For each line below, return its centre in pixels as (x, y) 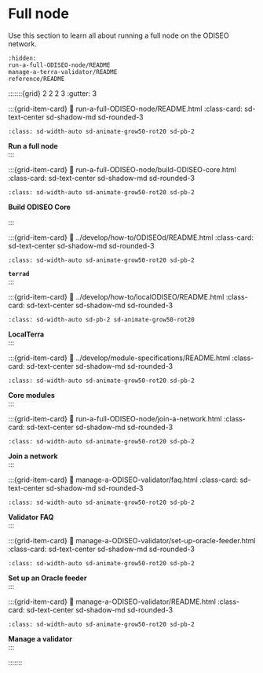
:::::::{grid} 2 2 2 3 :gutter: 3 (52, 93)
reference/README (37, 79)
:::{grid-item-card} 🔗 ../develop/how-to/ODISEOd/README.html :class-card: (131, 237)
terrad (19, 274)
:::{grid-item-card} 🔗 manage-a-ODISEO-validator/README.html (112, 601)
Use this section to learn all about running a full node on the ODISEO (119, 35)
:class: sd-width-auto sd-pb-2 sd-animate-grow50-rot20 (101, 319)
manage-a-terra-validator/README (63, 72)
